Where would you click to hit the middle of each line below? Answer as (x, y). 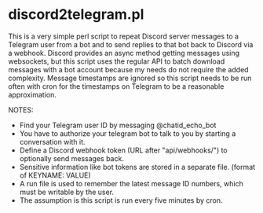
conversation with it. (52, 141)
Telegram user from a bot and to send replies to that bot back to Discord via (131, 44)
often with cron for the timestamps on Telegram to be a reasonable (116, 86)
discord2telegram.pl (76, 15)
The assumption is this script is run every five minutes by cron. (121, 200)
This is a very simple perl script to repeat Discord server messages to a (124, 36)
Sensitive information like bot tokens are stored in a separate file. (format (137, 167)
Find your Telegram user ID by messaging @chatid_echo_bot (118, 125)
